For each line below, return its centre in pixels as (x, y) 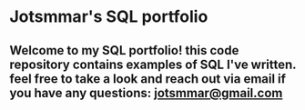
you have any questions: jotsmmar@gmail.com (146, 93)
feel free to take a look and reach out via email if (148, 79)
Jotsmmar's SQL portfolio (109, 17)
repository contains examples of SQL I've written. (153, 64)
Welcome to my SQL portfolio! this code (124, 50)
